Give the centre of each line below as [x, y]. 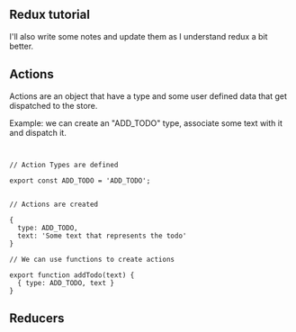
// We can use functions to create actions [92, 259]
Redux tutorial [49, 15]
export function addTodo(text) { [72, 275]
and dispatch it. [38, 132]
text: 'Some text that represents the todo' [102, 236]
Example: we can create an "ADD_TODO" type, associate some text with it [146, 123]
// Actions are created [54, 204]
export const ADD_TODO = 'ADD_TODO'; [80, 180]
